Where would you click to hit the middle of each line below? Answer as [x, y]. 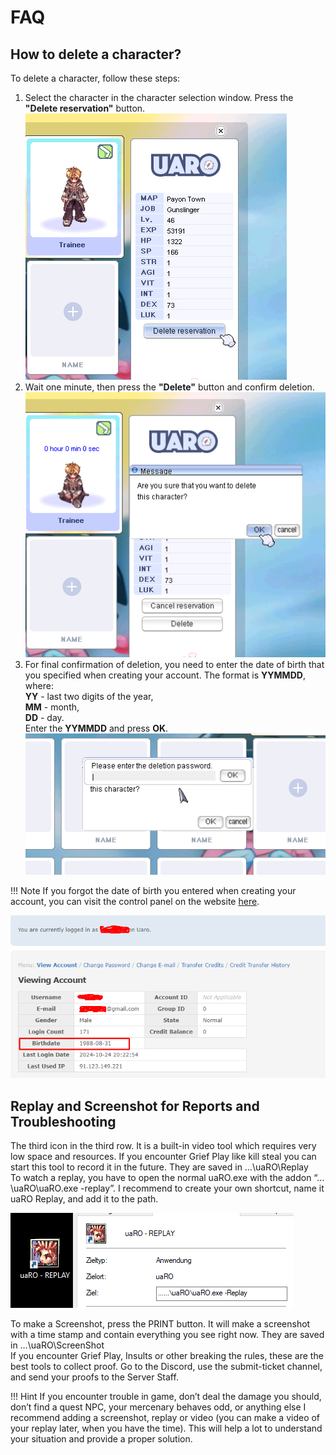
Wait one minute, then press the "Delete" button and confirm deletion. [169, 387]
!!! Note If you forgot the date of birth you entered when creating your [153, 890]
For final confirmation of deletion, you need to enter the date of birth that [174, 664]
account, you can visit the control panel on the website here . [135, 901]
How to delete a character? [96, 54]
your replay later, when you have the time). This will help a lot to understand [166, 1428]
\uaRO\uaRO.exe [44, 1188]
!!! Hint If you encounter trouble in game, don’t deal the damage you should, [166, 1396]
